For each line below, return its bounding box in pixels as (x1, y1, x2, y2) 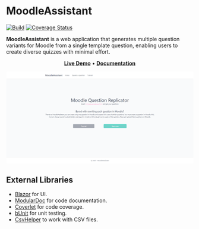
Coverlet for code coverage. (14, 203, 84, 211)
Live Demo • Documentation (64, 60, 136, 67)
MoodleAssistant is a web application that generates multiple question (6, 35, 180, 42)
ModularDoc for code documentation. (14, 197, 108, 204)
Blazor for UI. (14, 191, 48, 198)
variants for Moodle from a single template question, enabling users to (6, 42, 178, 49)
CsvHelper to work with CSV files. (14, 216, 98, 223)
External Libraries (6, 175, 73, 185)
